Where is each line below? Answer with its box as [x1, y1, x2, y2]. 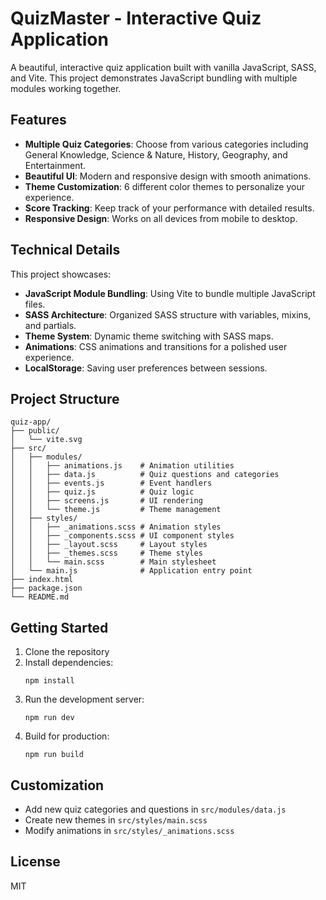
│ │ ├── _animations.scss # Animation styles [10, 522, 222, 532]
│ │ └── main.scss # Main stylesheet [10, 557, 217, 567]
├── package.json [10, 583, 83, 594]
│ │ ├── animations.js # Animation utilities [10, 461, 235, 471]
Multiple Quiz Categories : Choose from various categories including [24, 138, 309, 150]
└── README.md [10, 592, 70, 602]
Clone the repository [24, 646, 110, 658]
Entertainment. [24, 159, 87, 171]
